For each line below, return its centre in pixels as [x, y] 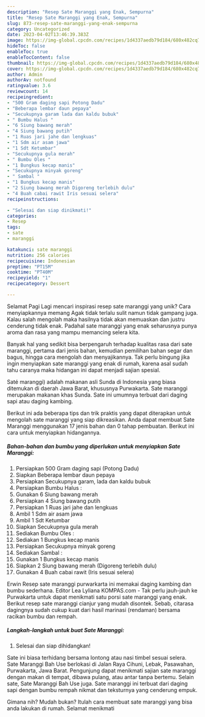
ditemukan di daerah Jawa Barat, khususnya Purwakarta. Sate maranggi [97, 388]
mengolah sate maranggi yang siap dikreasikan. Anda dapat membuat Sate [101, 419]
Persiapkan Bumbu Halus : [49, 488]
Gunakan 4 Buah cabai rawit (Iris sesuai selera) [75, 572]
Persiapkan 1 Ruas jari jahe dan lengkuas [67, 507]
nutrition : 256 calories [38, 255]
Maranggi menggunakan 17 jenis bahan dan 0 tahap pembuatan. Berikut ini [101, 426]
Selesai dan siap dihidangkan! [53, 646]
